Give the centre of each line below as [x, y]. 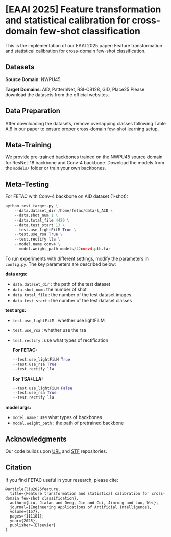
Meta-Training [29, 145]
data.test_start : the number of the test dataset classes [72, 300]
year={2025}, [24, 521]
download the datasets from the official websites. [57, 95]
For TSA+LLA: [28, 379]
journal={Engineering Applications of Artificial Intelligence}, [81, 507]
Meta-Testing [27, 184]
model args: [18, 407]
